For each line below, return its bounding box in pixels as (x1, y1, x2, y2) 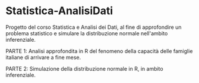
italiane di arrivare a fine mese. (5, 54, 81, 61)
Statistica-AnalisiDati (5, 4, 113, 18)
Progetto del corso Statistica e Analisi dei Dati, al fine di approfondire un (5, 24, 182, 31)
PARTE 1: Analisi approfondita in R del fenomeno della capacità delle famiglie (5, 47, 193, 54)
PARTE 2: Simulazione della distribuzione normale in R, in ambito (5, 65, 164, 72)
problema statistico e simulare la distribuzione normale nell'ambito (5, 29, 168, 36)
